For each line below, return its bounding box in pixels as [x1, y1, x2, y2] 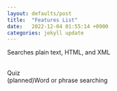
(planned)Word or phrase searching [7, 77, 108, 85]
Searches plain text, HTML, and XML [7, 48, 111, 57]
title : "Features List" [7, 17, 78, 23]
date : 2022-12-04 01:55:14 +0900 [7, 23, 109, 30]
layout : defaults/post [7, 10, 72, 17]
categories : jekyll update [7, 29, 84, 37]
